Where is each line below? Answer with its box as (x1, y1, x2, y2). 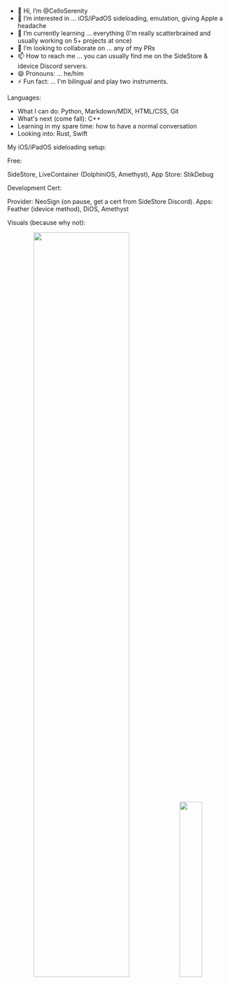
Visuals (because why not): (7, 218, 86, 227)
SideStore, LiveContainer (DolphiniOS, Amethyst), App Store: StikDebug (7, 170, 214, 178)
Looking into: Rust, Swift (17, 130, 88, 137)
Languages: (7, 93, 41, 102)
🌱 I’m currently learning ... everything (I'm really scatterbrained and (17, 29, 211, 37)
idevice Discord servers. (17, 62, 88, 70)
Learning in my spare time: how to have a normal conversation (17, 122, 197, 130)
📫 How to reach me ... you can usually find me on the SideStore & (17, 52, 208, 60)
